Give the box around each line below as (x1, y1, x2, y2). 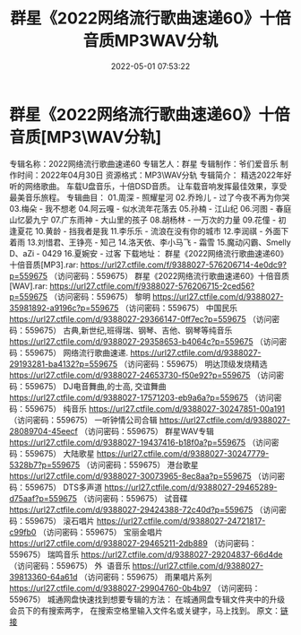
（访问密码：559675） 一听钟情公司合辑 (9, 414, 159, 425)
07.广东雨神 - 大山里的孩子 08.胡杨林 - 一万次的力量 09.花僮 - (50, 214, 276, 225)
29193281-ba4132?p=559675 (9, 358, 118, 369)
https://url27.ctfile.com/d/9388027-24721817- (96, 515, 266, 526)
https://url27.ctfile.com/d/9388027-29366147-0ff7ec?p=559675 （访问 (9, 313, 272, 324)
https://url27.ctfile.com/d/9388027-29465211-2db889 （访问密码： (9, 537, 257, 548)
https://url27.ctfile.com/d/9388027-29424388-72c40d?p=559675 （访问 (9, 504, 279, 515)
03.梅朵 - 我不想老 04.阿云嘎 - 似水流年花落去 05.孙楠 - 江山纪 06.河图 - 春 (9, 203, 284, 213)
